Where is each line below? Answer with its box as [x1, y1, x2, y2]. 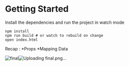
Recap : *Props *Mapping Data [5, 46, 68, 51]
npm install [5, 29, 29, 33]
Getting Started [5, 3, 69, 15]
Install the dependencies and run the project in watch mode [5, 19, 125, 25]
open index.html [5, 37, 38, 42]
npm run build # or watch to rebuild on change [5, 33, 104, 38]
